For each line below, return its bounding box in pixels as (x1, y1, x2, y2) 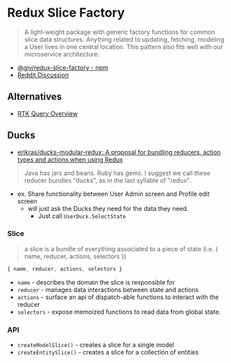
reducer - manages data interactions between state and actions (17, 285, 199, 294)
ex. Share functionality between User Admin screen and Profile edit (17, 189, 210, 198)
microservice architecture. (24, 50, 100, 58)
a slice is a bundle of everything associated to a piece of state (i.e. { (24, 244, 219, 253)
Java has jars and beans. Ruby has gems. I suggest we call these (24, 169, 210, 177)
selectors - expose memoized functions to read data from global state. (17, 307, 221, 316)
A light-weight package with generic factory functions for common (24, 28, 215, 36)
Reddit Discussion (17, 71, 69, 79)
